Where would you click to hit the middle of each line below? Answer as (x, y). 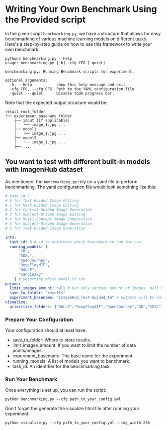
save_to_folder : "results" (38, 293)
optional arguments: (27, 80)
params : (13, 284)
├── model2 (25, 138)
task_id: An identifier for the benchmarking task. (62, 366)
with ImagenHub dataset (44, 169)
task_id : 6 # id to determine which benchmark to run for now (75, 242)
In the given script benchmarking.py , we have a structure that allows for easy (83, 33)
